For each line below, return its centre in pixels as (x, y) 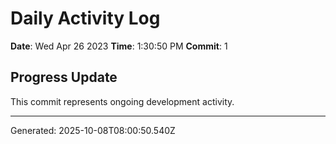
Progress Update (64, 77)
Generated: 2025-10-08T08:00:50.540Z (93, 130)
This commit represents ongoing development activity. (122, 101)
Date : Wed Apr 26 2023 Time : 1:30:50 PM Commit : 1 (119, 46)
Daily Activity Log (85, 18)
